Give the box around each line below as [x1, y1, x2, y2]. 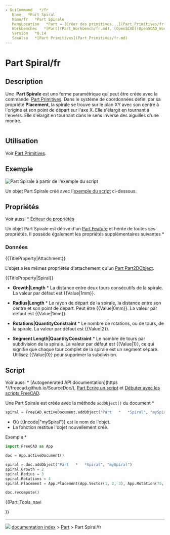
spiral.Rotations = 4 [5, 476, 51, 481]
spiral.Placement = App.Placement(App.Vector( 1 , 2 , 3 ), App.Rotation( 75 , [5, 481, 164, 486]
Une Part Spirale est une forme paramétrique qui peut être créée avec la [5, 90, 158, 96]
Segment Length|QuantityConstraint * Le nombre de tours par [12, 335, 146, 342]
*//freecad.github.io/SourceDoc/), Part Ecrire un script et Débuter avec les [5, 385, 160, 391]
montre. [5, 117, 22, 124]
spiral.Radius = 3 [5, 471, 44, 476]
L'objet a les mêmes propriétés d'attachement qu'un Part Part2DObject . [5, 265, 154, 271]
